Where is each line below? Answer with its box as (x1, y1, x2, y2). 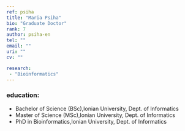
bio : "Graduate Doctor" (6, 20, 67, 26)
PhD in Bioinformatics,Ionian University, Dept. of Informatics (15, 118, 167, 125)
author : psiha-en (6, 32, 51, 38)
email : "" (6, 43, 32, 49)
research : (6, 65, 32, 71)
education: (6, 91, 40, 99)
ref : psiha (6, 9, 34, 15)
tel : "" (6, 37, 26, 43)
